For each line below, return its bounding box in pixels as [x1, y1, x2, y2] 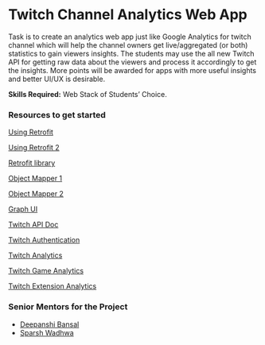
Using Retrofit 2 [8, 143, 60, 153]
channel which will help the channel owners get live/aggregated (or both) [8, 40, 248, 49]
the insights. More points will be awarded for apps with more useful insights [8, 65, 257, 75]
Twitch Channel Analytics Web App [8, 6, 248, 24]
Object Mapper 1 [8, 173, 63, 184]
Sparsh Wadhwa [19, 328, 74, 337]
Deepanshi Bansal [19, 320, 80, 329]
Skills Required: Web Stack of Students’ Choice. [8, 89, 167, 99]
